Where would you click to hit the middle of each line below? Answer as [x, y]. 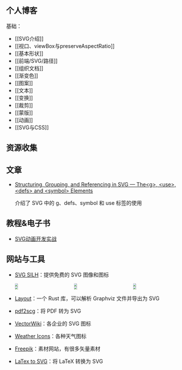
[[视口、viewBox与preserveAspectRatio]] [65, 46]
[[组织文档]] [29, 68]
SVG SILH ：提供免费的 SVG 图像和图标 [62, 275]
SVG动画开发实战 [36, 239]
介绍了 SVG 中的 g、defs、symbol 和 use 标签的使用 [78, 203]
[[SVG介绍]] [29, 38]
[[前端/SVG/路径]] [36, 60]
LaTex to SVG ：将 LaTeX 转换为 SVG [59, 361]
